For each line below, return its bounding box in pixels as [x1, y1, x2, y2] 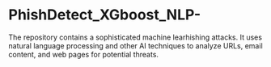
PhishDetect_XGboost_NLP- [8, 6, 201, 24]
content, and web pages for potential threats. [8, 49, 159, 59]
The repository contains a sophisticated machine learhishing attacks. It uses [8, 32, 263, 42]
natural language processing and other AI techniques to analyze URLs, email [8, 40, 263, 50]
